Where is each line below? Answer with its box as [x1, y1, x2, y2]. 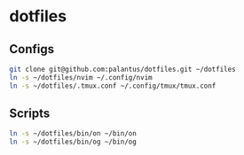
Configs [9, 42, 55, 57]
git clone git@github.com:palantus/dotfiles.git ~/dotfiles [9, 65, 237, 74]
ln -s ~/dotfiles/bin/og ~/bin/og [9, 137, 138, 147]
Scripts [9, 106, 51, 121]
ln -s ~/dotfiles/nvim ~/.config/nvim [9, 73, 153, 81]
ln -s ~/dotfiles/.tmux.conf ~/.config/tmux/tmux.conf [9, 81, 216, 90]
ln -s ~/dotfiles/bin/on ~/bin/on [9, 129, 138, 138]
